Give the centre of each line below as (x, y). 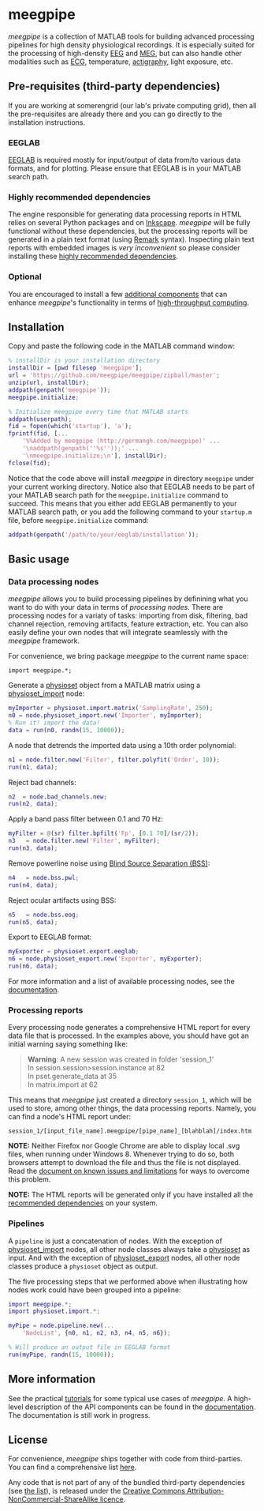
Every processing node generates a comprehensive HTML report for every (129, 1028)
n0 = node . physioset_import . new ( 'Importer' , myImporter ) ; (105, 716)
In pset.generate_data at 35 (72, 1077)
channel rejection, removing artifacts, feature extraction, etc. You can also (128, 624)
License (28, 1440)
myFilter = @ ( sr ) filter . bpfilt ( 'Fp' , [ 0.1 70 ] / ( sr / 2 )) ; (104, 834)
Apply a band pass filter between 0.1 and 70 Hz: (86, 819)
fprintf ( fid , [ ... (38, 434)
